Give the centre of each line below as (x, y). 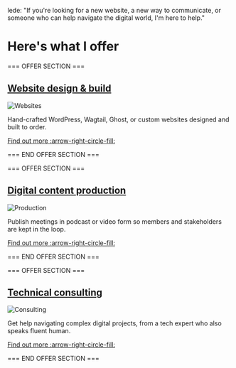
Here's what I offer (63, 47)
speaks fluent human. (39, 331)
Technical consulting (55, 292)
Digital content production (67, 191)
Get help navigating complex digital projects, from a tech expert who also (114, 323)
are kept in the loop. (37, 229)
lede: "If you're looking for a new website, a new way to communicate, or (114, 10)
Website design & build (59, 88)
